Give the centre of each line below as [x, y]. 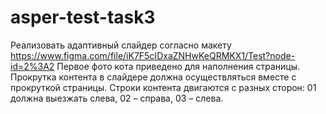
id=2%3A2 [32, 66]
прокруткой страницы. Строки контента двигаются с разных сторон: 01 [163, 87]
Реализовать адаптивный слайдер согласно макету [121, 45]
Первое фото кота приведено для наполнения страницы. [178, 66]
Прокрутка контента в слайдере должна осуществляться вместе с [153, 77]
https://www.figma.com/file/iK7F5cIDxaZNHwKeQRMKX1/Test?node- [153, 55]
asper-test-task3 [83, 17]
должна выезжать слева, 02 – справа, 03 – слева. [117, 98]
